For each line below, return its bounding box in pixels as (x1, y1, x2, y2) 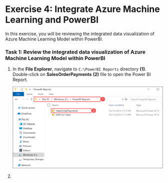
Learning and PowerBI (5, 14, 99, 25)
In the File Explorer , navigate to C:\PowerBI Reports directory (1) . (12, 66, 146, 72)
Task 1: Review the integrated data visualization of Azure (5, 48, 146, 55)
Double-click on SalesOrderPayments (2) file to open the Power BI (12, 71, 151, 77)
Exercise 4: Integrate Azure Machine (5, 3, 160, 15)
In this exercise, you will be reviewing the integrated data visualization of (5, 30, 155, 36)
